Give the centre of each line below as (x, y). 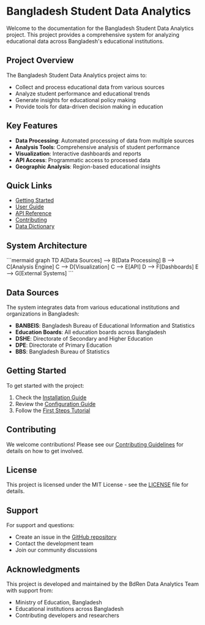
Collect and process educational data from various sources (90, 87)
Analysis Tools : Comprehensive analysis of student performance (98, 147)
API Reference (33, 213)
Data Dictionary (35, 226)
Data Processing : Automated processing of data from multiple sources (105, 140)
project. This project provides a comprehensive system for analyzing (93, 34)
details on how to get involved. (45, 451)
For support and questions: (40, 525)
